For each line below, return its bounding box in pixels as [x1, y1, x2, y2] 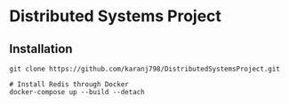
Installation [9, 41, 73, 56]
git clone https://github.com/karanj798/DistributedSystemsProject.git [9, 64, 280, 73]
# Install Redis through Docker [9, 80, 129, 89]
